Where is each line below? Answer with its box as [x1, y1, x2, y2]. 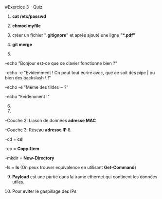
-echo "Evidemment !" [5, 94, 50, 99]
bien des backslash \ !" [5, 75, 51, 80]
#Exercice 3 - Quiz [5, 4, 43, 10]
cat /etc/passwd [12, 14, 46, 19]
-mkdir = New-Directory [5, 155, 54, 161]
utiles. [12, 179, 25, 184]
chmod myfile [12, 23, 41, 29]
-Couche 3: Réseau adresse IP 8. [5, 127, 72, 133]
